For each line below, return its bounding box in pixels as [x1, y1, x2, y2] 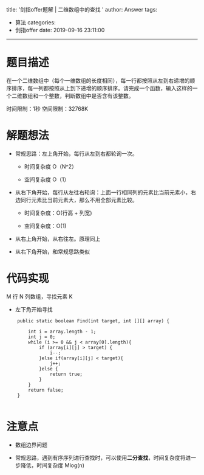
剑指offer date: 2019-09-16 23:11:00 [15, 27, 105, 33]
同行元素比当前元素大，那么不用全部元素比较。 [20, 196, 138, 203]
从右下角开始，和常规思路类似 [15, 248, 90, 255]
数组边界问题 [15, 441, 47, 448]
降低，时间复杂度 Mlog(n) [20, 462, 85, 469]
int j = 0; [28, 334, 56, 340]
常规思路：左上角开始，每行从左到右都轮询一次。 [15, 150, 138, 157]
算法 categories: [15, 19, 56, 26]
